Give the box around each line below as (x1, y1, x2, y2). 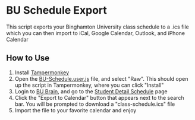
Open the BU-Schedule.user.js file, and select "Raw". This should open (14, 75, 188, 82)
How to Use (6, 53, 50, 63)
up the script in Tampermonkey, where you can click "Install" (14, 81, 164, 89)
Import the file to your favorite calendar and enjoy (14, 106, 137, 113)
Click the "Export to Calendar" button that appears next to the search (14, 94, 184, 101)
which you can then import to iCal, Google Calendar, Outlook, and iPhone (6, 29, 185, 36)
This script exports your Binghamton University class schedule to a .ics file (6, 23, 189, 30)
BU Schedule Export (6, 4, 107, 17)
